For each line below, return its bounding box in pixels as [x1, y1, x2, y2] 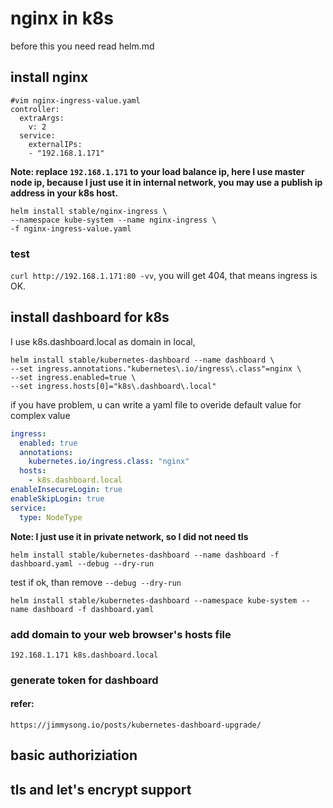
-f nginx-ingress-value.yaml [10, 223, 132, 234]
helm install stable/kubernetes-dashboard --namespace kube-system [10, 595, 298, 606]
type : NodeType [19, 512, 83, 522]
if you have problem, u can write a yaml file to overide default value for [10, 398, 302, 411]
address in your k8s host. [10, 187, 119, 199]
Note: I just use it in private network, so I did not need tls [10, 530, 249, 542]
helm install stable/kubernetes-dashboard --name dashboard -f [10, 550, 280, 560]
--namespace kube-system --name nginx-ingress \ [10, 215, 217, 225]
